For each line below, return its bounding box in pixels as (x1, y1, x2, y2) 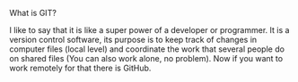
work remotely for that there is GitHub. (9, 62, 152, 73)
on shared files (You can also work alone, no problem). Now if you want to (9, 53, 284, 63)
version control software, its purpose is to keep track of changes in (9, 35, 258, 45)
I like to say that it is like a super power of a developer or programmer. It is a (9, 25, 290, 35)
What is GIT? (9, 8, 57, 18)
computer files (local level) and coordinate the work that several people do (9, 44, 285, 54)
